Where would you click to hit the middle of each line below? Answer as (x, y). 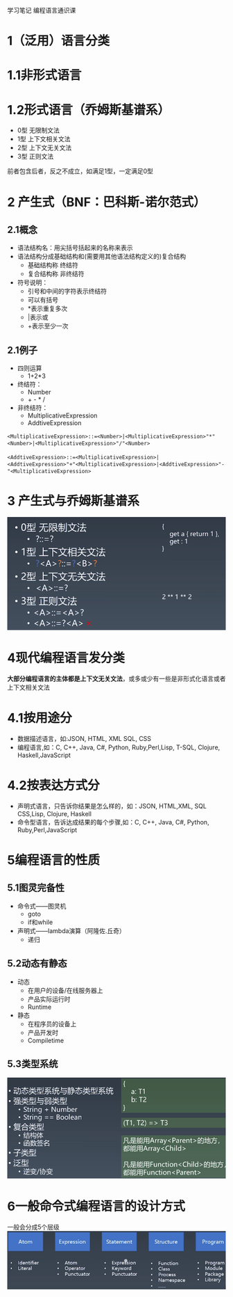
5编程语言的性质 (54, 860)
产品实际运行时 (49, 999)
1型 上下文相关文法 (44, 139)
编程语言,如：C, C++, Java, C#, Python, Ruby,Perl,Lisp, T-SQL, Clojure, (119, 747)
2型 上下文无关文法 (44, 148)
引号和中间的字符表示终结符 (67, 292)
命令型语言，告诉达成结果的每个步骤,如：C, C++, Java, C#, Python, (113, 822)
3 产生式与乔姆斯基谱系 (74, 501)
